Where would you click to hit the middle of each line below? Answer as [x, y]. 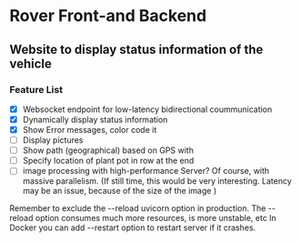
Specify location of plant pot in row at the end [108, 161]
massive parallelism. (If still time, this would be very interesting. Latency [157, 181]
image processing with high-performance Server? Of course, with [146, 171]
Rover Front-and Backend [108, 16]
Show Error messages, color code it [90, 130]
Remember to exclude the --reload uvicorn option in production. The [138, 208]
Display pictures [53, 140]
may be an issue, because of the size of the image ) [120, 191]
